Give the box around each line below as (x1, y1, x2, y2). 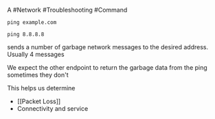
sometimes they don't (7, 71, 69, 79)
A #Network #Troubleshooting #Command (7, 6, 128, 14)
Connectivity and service (16, 105, 89, 112)
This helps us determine (7, 84, 76, 92)
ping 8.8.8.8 (7, 31, 45, 38)
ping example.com (7, 19, 57, 26)
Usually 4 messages (7, 51, 65, 58)
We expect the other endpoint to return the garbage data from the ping (7, 64, 207, 71)
